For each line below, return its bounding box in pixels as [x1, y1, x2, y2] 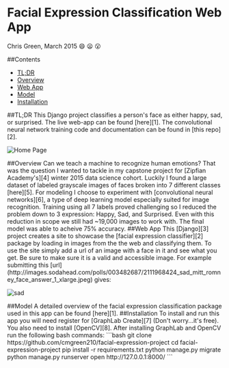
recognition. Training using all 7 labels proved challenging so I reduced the [7, 202, 217, 211]
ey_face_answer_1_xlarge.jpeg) [7, 275, 94, 283]
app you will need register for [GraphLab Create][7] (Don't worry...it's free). [7, 316, 219, 324]
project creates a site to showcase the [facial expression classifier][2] [7, 231, 204, 240]
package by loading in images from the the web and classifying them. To [7, 239, 212, 247]
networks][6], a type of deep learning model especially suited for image [7, 195, 210, 203]
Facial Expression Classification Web [7, 5, 222, 21]
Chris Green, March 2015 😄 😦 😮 [7, 42, 101, 50]
